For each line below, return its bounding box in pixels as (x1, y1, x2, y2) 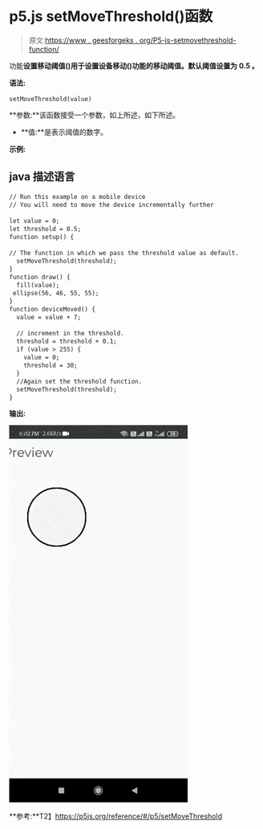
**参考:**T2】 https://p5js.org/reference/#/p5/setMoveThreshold (9, 811, 223, 821)
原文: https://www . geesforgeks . (28, 35, 138, 45)
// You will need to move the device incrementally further (9, 201, 215, 209)
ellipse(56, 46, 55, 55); (12, 289, 99, 297)
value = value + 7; (16, 313, 82, 321)
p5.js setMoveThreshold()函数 (9, 7, 213, 26)
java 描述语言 (9, 170, 75, 184)
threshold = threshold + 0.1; (16, 337, 117, 345)
